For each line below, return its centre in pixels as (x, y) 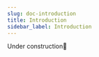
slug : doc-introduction (42, 14)
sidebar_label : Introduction (49, 26)
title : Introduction (37, 20)
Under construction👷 (37, 47)
